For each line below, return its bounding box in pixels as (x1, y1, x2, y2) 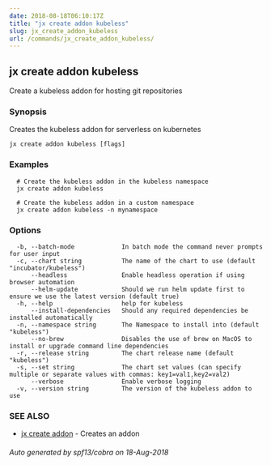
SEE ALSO (9, 410, 50, 421)
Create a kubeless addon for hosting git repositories (9, 86, 183, 96)
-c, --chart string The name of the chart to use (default (16, 257, 256, 265)
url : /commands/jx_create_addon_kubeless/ (9, 34, 155, 43)
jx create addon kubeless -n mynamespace (16, 206, 159, 214)
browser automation (9, 278, 75, 286)
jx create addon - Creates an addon (20, 429, 140, 438)
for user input (9, 250, 61, 258)
